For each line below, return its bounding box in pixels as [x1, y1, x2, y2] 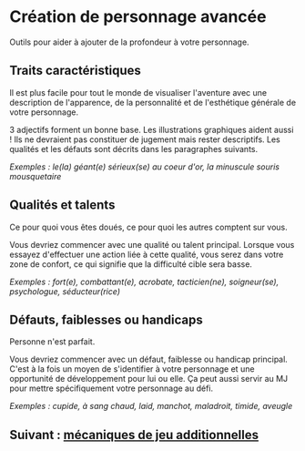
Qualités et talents [9, 198, 116, 213]
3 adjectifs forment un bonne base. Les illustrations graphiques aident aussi [9, 124, 294, 135]
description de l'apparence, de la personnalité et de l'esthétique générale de [9, 97, 297, 108]
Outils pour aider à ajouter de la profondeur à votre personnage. [9, 36, 249, 47]
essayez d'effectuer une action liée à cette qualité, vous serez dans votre [9, 249, 284, 260]
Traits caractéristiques [9, 63, 141, 78]
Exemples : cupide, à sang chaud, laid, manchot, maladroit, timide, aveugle [9, 401, 293, 412]
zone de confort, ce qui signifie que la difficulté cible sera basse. [9, 258, 253, 270]
